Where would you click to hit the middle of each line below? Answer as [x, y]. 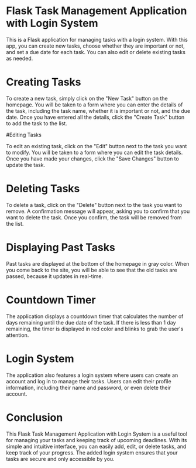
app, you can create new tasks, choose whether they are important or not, [96, 46]
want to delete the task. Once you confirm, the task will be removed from [94, 217]
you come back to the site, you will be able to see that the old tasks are [92, 270]
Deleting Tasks [43, 189]
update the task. [26, 165]
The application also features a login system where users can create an [92, 375]
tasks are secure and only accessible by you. [61, 459]
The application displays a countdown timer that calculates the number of [95, 316]
